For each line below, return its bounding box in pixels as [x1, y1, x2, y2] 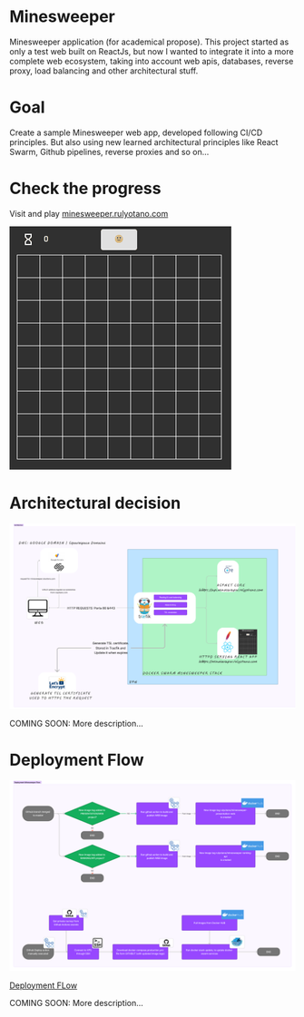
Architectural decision [9, 493, 181, 513]
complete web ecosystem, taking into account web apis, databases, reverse [9, 55, 294, 66]
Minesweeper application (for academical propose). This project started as [9, 36, 289, 47]
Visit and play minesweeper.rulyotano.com [9, 208, 169, 219]
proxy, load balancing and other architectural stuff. [9, 65, 199, 76]
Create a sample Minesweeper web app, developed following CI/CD [9, 127, 263, 138]
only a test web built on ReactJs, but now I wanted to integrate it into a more [9, 45, 294, 56]
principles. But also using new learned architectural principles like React [9, 136, 279, 147]
